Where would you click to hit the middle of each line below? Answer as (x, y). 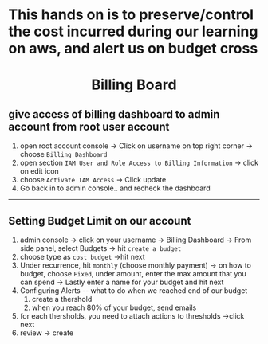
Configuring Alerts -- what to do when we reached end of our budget (134, 291)
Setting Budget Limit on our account (100, 221)
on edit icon (39, 171)
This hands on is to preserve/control (131, 15)
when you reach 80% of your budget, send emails (114, 307)
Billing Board (134, 85)
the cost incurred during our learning (133, 31)
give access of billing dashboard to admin (114, 114)
